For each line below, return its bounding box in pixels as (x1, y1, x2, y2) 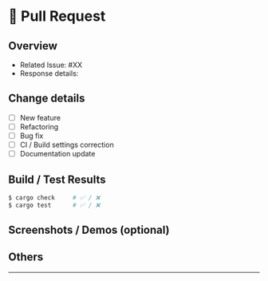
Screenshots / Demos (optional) (8, 224, 170, 237)
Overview (8, 39, 58, 53)
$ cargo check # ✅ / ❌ (8, 193, 100, 202)
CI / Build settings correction (19, 140, 114, 149)
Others (8, 251, 44, 264)
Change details (8, 92, 85, 105)
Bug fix (19, 131, 44, 140)
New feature (19, 113, 61, 122)
